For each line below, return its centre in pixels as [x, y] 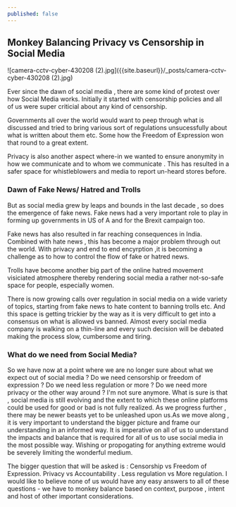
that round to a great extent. [48, 143]
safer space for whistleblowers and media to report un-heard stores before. [117, 172]
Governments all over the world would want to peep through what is [106, 120]
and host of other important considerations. [70, 496]
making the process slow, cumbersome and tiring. [80, 336]
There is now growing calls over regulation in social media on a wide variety [117, 299]
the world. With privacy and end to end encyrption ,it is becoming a [105, 249]
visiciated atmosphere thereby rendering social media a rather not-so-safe [116, 278]
